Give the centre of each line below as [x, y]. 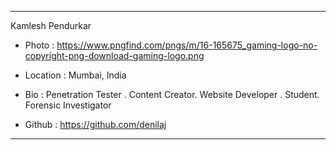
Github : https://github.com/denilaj [95, 124]
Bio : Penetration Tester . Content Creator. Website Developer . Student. [172, 94]
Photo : [39, 45]
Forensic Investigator [68, 105]
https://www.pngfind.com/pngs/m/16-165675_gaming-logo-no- [187, 45]
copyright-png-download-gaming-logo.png [114, 55]
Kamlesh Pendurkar [51, 25]
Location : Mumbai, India [75, 75]
